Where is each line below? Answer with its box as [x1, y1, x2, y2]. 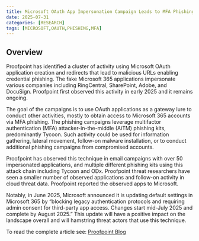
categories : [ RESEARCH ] [6, 20, 65, 25]
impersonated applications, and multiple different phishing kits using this [6, 161, 184, 169]
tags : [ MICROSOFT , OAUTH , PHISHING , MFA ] [6, 25, 102, 31]
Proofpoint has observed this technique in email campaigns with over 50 [6, 155, 183, 162]
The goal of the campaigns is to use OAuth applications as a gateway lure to [6, 106, 192, 113]
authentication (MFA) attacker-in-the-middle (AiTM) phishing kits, [6, 125, 166, 132]
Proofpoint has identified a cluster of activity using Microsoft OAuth [6, 63, 171, 70]
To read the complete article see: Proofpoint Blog [6, 229, 126, 236]
